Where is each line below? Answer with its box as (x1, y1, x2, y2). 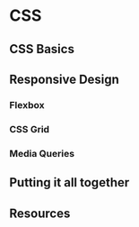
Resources (9, 205, 71, 221)
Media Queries (9, 147, 74, 159)
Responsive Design (9, 71, 119, 86)
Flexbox (9, 98, 45, 111)
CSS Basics (9, 41, 74, 57)
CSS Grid (9, 123, 50, 135)
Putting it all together (9, 175, 130, 190)
